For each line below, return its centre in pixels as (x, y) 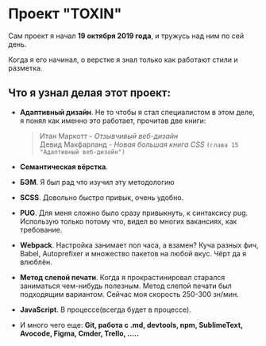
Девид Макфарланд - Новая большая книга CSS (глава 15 (139, 144)
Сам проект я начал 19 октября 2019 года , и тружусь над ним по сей (126, 36)
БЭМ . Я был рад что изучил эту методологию (97, 182)
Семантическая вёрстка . (64, 167)
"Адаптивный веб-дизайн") (82, 152)
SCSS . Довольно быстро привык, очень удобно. (102, 197)
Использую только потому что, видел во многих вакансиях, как (128, 221)
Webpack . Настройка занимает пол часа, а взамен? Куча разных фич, (139, 245)
